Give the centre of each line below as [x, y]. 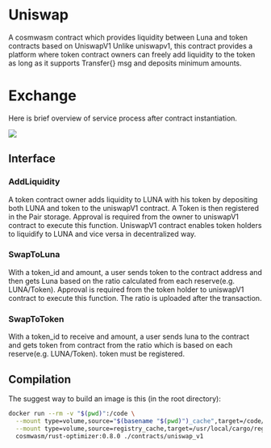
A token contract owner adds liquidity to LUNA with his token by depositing [133, 199]
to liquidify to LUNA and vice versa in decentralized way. [102, 234]
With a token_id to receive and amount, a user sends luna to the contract [129, 336]
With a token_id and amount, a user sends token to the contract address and [135, 272]
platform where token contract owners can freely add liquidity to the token [132, 54]
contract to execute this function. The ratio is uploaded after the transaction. [135, 298]
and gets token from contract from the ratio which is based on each [121, 345]
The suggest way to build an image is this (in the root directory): [115, 399]
